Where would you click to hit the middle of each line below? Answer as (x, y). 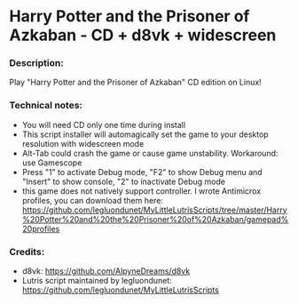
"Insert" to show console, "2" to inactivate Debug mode (124, 181)
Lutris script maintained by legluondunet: (97, 281)
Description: (36, 63)
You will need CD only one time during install (104, 124)
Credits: (27, 252)
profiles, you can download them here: (93, 200)
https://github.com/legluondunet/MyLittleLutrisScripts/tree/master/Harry (155, 210)
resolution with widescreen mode (83, 143)
